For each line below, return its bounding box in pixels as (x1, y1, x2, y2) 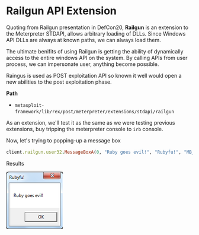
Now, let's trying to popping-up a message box (6, 136, 121, 144)
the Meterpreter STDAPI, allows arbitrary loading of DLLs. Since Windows (6, 30, 186, 37)
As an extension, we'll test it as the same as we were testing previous (6, 119, 175, 126)
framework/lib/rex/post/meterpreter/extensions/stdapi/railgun (14, 109, 175, 115)
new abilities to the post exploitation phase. (6, 78, 112, 85)
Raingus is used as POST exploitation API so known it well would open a (6, 72, 182, 79)
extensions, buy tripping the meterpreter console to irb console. (6, 125, 164, 132)
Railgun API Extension (6, 4, 117, 18)
